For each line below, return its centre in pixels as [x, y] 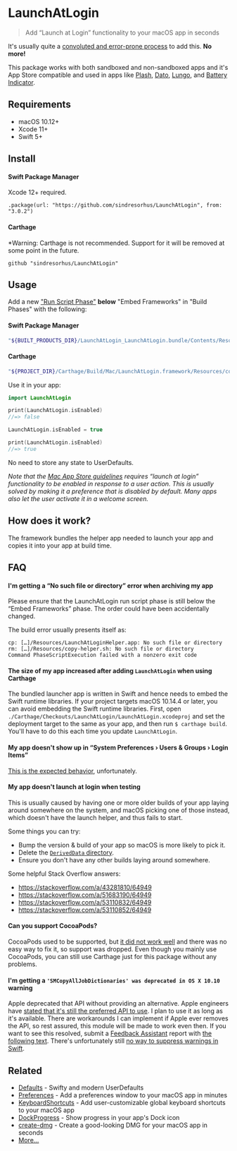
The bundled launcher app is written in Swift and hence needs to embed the [118, 694]
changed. [22, 616]
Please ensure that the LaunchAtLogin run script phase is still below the [112, 601]
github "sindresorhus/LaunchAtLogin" [63, 263]
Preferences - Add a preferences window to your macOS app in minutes [123, 1095]
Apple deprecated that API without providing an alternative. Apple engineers [118, 1004]
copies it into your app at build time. [60, 546]
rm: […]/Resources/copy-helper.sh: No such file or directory [101, 649]
